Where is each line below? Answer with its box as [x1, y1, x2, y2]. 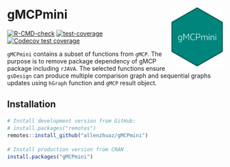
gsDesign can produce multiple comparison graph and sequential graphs [7, 72, 211, 80]
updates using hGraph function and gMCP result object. [7, 78, 157, 87]
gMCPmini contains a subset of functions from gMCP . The [7, 50, 162, 58]
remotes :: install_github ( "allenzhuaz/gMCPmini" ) [7, 132, 149, 139]
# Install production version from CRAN [7, 147, 125, 153]
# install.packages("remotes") [7, 125, 97, 132]
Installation [7, 99, 56, 110]
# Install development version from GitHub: [7, 117, 136, 124]
